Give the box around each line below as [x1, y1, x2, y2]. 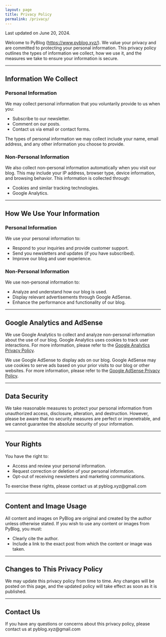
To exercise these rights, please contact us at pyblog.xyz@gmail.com [5, 483, 147, 489]
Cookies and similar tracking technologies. [12, 185, 99, 191]
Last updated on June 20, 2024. [5, 30, 71, 36]
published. [5, 589, 27, 595]
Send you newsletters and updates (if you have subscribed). [12, 250, 135, 256]
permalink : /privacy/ [5, 16, 50, 21]
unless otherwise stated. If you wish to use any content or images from [5, 520, 150, 526]
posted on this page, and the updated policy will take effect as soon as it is [5, 583, 157, 589]
